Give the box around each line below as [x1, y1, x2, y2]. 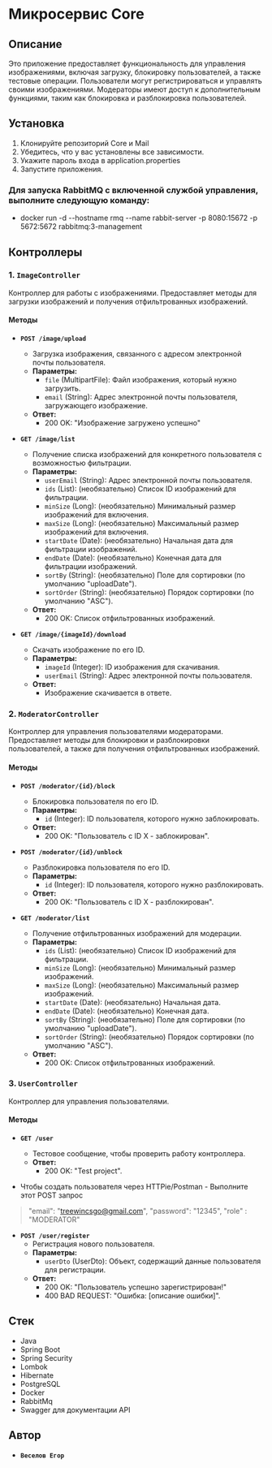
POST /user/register [19, 1232, 90, 1240]
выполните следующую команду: [8, 194, 150, 205]
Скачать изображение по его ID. [32, 645, 145, 654]
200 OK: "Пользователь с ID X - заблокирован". [44, 831, 209, 840]
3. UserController [8, 1077, 79, 1089]
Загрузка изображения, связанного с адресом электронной [32, 349, 242, 358]
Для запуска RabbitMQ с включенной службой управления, [8, 184, 258, 196]
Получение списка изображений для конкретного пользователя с [32, 450, 262, 459]
